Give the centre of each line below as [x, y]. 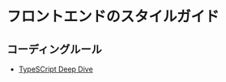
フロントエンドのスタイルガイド [113, 17]
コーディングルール [54, 49]
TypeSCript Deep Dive [55, 69]
